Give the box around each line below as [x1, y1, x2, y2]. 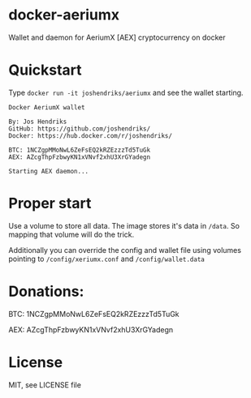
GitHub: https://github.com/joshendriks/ [8, 124, 151, 133]
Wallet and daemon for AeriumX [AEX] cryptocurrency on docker [8, 32, 226, 42]
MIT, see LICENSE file [8, 379, 81, 390]
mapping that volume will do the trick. [8, 229, 135, 239]
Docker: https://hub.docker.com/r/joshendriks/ [8, 131, 173, 139]
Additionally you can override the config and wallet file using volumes [8, 245, 242, 255]
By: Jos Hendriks [8, 118, 67, 126]
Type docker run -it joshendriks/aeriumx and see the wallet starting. [8, 88, 244, 97]
